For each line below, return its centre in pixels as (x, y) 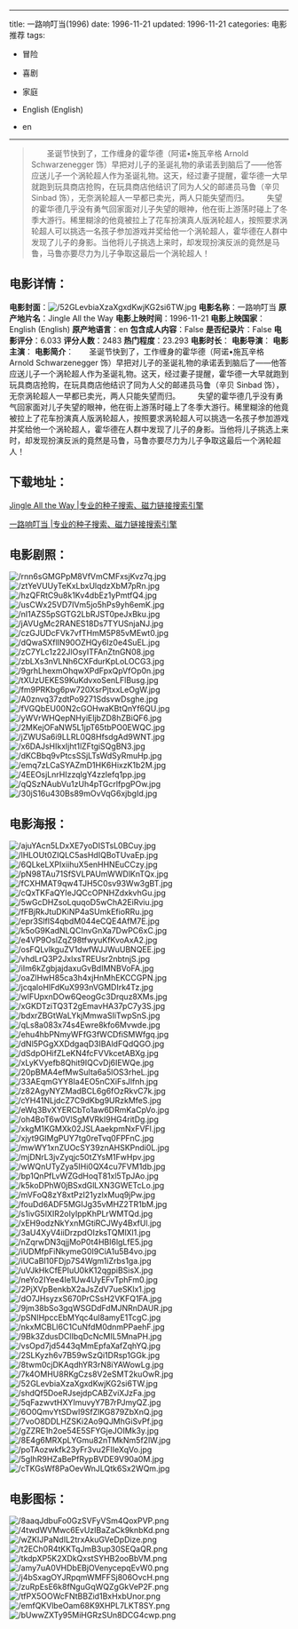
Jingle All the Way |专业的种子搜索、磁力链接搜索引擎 (106, 505)
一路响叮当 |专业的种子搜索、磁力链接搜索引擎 (93, 524)
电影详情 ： (39, 284)
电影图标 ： (39, 1499)
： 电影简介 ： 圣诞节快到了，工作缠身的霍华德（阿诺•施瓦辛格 (145, 351)
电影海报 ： (39, 824)
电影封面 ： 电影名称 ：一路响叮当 (143, 306)
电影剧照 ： (39, 555)
